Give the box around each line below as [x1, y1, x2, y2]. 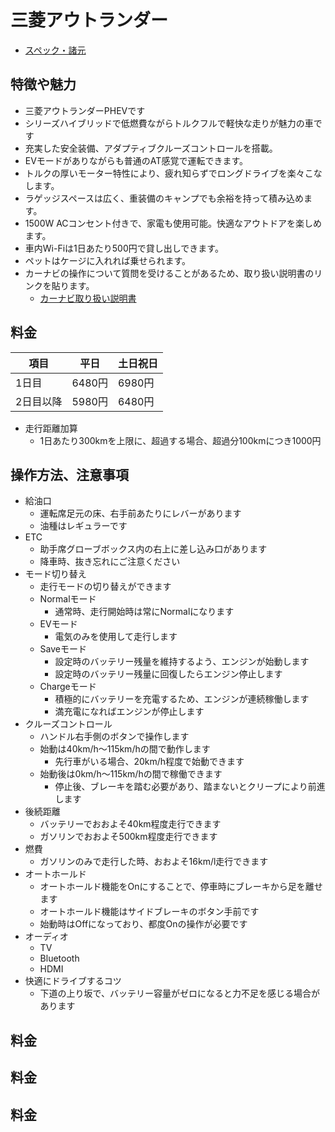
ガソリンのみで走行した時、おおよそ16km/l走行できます [39, 856, 269, 868]
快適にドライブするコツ [24, 975, 122, 987]
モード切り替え [24, 568, 87, 580]
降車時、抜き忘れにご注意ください [39, 556, 181, 568]
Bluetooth [39, 952, 80, 965]
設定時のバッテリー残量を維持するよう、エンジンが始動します [54, 656, 310, 668]
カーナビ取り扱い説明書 [39, 292, 137, 304]
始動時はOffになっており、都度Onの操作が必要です [39, 918, 248, 930]
